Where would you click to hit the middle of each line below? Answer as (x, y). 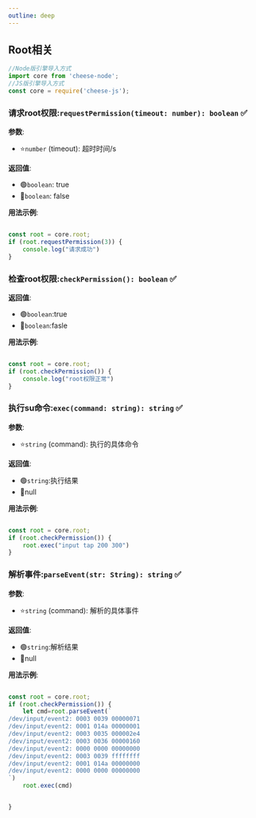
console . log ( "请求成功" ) (61, 249)
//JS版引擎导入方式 (36, 84)
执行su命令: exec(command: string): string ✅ (95, 408)
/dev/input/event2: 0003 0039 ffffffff (74, 756)
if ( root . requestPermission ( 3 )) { (66, 242)
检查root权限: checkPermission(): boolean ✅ (93, 278)
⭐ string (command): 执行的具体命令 (79, 444)
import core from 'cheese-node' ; (64, 77)
